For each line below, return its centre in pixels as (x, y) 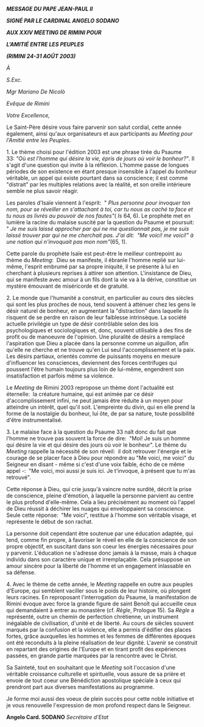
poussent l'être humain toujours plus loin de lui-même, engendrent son (95, 369)
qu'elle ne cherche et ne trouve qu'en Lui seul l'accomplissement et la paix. (101, 350)
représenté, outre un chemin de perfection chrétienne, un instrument (93, 617)
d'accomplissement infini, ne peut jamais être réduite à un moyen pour (95, 400)
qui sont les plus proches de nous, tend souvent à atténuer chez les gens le (101, 304)
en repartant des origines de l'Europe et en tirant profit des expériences (97, 649)
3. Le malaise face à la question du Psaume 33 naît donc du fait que (91, 432)
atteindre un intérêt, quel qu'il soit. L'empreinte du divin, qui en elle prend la (101, 407)
